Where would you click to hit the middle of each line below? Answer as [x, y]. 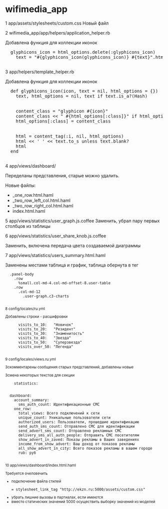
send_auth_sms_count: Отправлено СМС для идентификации [76, 427]
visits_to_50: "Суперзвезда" [50, 342]
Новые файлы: [20, 185]
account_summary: [32, 400]
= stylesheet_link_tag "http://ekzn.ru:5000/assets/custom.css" [78, 489]
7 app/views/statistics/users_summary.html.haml [55, 255]
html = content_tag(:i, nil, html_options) [70, 136]
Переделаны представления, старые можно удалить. [62, 175]
